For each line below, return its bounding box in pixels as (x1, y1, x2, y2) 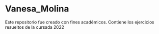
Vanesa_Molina (5, 3, 69, 14)
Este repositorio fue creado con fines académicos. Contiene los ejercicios (5, 19, 155, 25)
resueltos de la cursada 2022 (5, 24, 65, 30)
